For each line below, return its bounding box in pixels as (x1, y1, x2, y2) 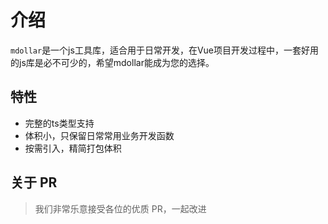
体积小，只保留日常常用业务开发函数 (24, 129, 175, 141)
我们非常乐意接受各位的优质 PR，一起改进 (34, 202, 207, 215)
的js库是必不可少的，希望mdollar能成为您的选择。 (10, 56, 215, 68)
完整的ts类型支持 (24, 117, 95, 129)
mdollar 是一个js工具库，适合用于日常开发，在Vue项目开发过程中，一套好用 (10, 44, 320, 56)
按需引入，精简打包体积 (24, 142, 122, 154)
